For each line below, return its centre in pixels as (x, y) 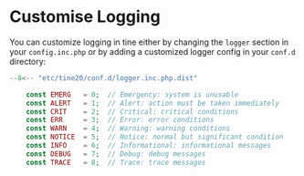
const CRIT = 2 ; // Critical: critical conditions (132, 111)
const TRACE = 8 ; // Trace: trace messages (116, 162)
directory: (28, 61)
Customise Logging (85, 17)
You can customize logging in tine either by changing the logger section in (149, 42)
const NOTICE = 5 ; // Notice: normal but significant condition (155, 137)
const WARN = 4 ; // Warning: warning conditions (128, 129)
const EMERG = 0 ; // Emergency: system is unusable (132, 94)
